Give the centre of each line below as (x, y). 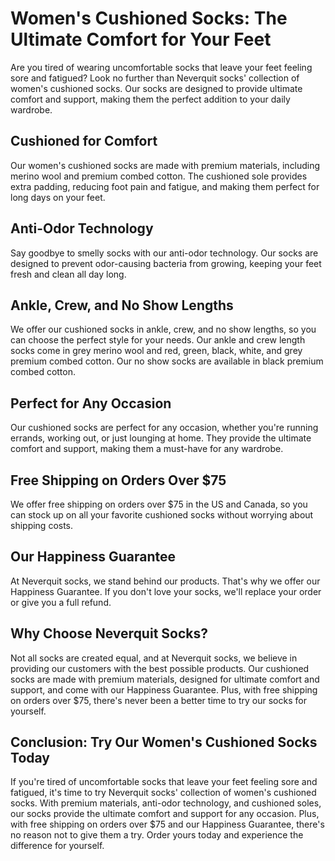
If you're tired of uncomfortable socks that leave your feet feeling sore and (164, 782)
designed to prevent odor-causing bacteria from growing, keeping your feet (166, 263)
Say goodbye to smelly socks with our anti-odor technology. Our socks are (164, 253)
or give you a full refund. (61, 602)
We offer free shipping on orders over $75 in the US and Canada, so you (159, 504)
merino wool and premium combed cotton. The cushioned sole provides (159, 176)
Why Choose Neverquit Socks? (109, 633)
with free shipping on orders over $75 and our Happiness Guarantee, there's (167, 824)
